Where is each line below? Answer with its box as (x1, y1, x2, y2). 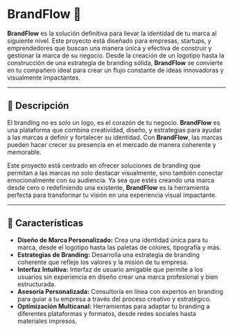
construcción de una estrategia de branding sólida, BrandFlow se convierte (7, 58, 223, 67)
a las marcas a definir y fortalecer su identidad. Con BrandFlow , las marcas (7, 133, 223, 141)
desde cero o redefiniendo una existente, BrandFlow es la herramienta (7, 183, 209, 191)
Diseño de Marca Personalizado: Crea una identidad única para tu (17, 236, 208, 244)
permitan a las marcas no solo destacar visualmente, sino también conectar (7, 168, 223, 177)
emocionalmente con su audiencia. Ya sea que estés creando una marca (7, 176, 215, 184)
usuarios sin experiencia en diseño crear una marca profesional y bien (17, 272, 218, 281)
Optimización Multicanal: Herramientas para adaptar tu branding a (17, 302, 210, 311)
